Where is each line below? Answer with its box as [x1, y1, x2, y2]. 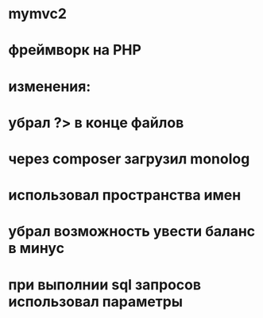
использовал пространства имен [8, 186, 242, 205]
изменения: [8, 77, 91, 95]
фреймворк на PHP [8, 41, 141, 59]
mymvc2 [8, 5, 68, 23]
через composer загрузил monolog [8, 150, 250, 167]
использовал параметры [8, 293, 184, 310]
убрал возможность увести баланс [8, 223, 256, 240]
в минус [8, 239, 65, 258]
